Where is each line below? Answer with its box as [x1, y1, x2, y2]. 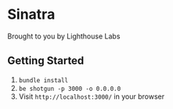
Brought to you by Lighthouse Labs [7, 31, 121, 41]
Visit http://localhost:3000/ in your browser [18, 92, 165, 101]
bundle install [18, 76, 69, 84]
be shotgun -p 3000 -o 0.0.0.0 [18, 85, 121, 93]
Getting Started [7, 54, 85, 67]
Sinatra [7, 5, 56, 24]
